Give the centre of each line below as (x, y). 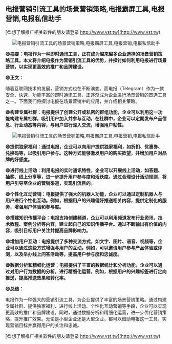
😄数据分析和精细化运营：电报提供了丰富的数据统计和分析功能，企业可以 (82, 265)
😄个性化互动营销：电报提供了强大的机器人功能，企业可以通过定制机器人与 (84, 194)
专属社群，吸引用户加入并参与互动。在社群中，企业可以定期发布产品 (90, 118)
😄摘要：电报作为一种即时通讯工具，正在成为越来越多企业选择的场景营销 (82, 54)
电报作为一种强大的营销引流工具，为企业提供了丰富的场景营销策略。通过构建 (86, 299)
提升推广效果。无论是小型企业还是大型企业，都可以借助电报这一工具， (88, 318)
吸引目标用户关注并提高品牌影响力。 (52, 230)
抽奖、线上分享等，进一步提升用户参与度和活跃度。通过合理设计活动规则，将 (86, 177)
